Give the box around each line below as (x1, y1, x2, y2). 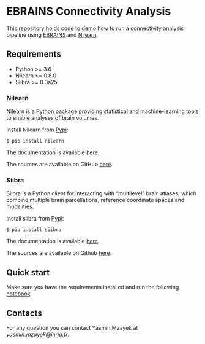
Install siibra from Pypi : (6, 215, 64, 222)
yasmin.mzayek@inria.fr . (6, 330, 70, 338)
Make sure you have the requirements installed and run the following (6, 284, 179, 291)
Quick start (6, 267, 50, 278)
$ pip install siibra (6, 227, 62, 233)
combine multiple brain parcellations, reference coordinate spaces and (6, 197, 185, 204)
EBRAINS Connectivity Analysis (6, 4, 171, 18)
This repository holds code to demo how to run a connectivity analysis (6, 25, 184, 32)
